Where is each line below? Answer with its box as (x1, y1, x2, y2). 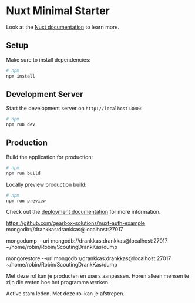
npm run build (6, 170, 41, 176)
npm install (6, 73, 35, 79)
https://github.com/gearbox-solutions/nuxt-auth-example (6, 220, 146, 227)
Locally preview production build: (6, 181, 87, 188)
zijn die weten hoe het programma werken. (6, 279, 110, 286)
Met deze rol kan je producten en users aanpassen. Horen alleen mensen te (6, 272, 190, 280)
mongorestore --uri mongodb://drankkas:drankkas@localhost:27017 (6, 255, 172, 262)
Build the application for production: (6, 153, 93, 160)
